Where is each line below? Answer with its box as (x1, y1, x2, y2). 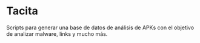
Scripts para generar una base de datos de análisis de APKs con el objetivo (6, 24, 195, 31)
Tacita (6, 4, 38, 18)
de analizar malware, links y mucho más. (6, 30, 108, 37)
